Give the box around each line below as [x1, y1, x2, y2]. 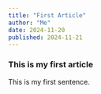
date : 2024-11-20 [8, 26, 65, 34]
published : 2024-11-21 [8, 33, 83, 42]
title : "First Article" [8, 11, 87, 20]
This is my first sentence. [8, 77, 91, 86]
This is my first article [8, 60, 93, 70]
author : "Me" [8, 19, 51, 27]
